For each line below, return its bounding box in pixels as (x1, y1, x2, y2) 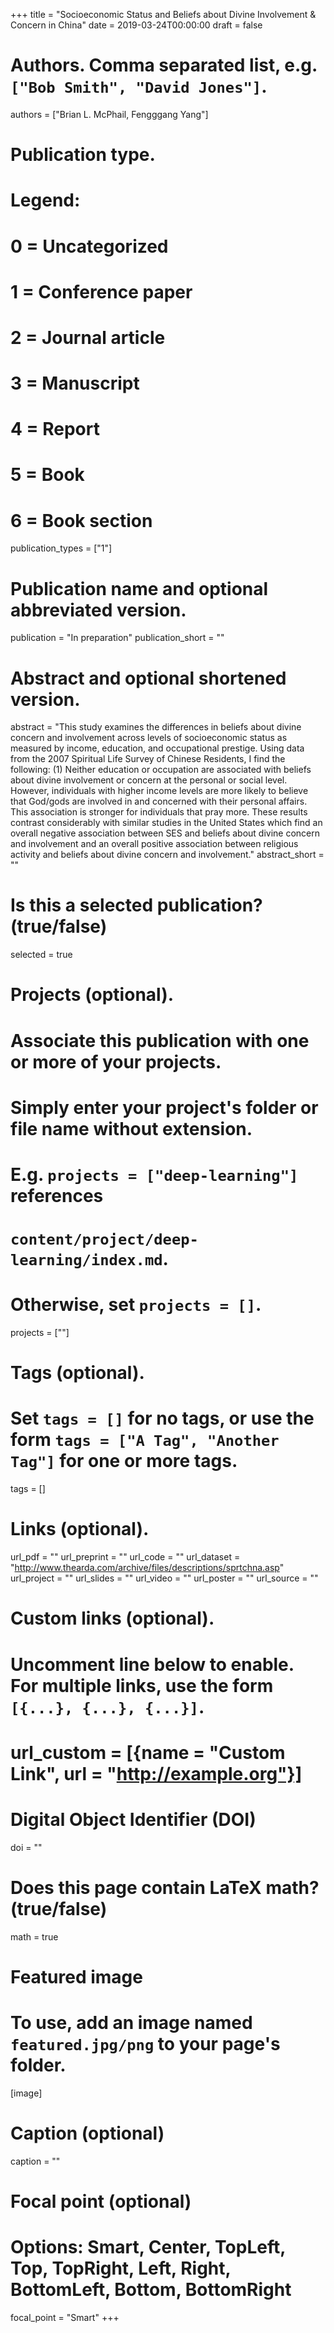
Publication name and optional (10, 577, 269, 600)
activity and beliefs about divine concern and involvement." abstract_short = (10, 849, 325, 861)
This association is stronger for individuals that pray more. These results (10, 806, 308, 818)
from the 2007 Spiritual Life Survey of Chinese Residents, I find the (10, 753, 286, 765)
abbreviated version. (10, 599, 187, 621)
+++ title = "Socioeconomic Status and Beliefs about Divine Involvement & (10, 9, 317, 20)
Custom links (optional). (10, 1607, 215, 1630)
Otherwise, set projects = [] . (10, 1294, 262, 1316)
